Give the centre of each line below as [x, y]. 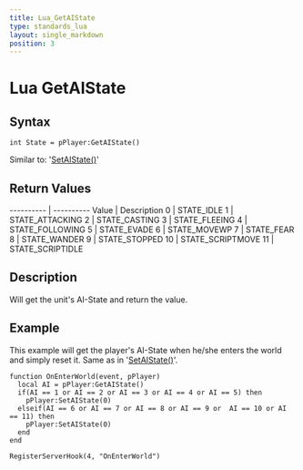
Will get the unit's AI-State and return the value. [99, 299]
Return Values [50, 188]
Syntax [30, 122]
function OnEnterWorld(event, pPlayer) [85, 376]
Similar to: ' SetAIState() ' [55, 159]
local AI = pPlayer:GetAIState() [81, 384]
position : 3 [32, 43]
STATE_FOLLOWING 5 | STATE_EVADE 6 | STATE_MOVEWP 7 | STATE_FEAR [152, 230]
